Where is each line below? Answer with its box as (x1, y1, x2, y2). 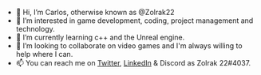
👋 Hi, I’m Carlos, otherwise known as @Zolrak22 (15, 8, 175, 17)
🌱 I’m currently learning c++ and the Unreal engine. (15, 32, 185, 42)
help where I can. (15, 50, 73, 58)
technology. (15, 24, 56, 33)
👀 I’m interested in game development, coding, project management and (15, 16, 254, 25)
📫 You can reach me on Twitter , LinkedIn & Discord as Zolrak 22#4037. (15, 58, 251, 67)
